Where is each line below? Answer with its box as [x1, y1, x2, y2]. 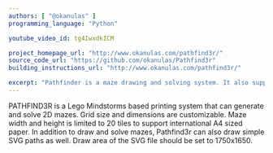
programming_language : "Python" [8, 20, 118, 28]
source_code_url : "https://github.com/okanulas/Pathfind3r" [8, 56, 217, 65]
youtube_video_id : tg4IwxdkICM [8, 34, 115, 42]
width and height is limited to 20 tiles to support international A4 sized [8, 118, 243, 128]
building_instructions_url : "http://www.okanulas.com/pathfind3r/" [8, 64, 242, 72]
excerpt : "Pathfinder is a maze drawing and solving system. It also [8, 79, 249, 87]
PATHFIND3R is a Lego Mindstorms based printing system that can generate [8, 101, 264, 111]
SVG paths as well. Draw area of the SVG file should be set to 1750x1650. [8, 135, 253, 145]
